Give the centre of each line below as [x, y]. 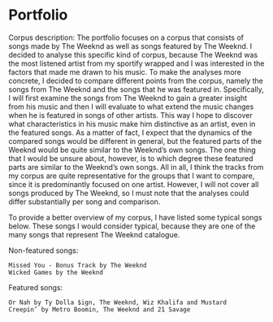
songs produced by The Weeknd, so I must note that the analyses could [129, 193]
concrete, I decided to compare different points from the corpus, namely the [136, 80]
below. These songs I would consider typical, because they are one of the [132, 226]
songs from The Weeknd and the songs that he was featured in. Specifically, [136, 89]
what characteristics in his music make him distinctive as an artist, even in [132, 124]
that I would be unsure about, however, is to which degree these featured [131, 158]
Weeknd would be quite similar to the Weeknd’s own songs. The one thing [132, 150]
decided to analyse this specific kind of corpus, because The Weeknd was [133, 54]
